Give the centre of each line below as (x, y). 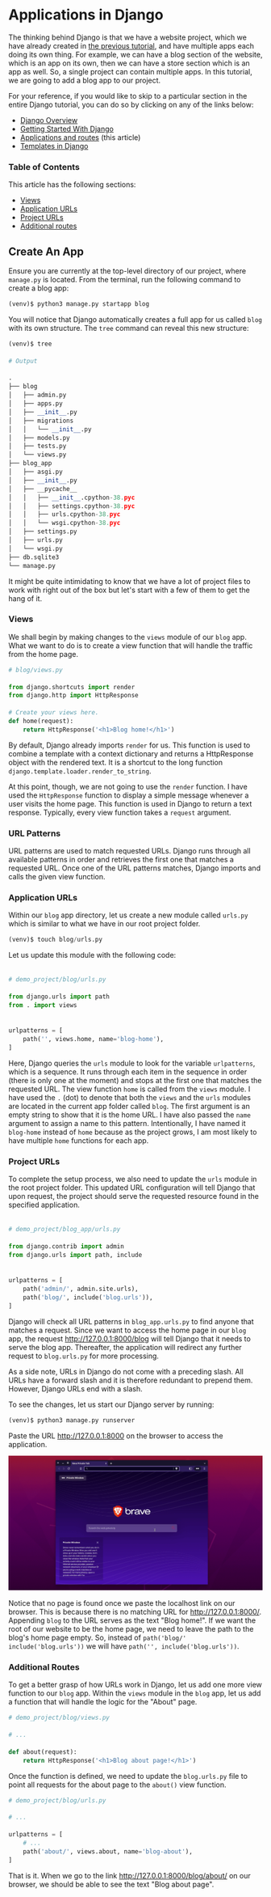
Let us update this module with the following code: (92, 955)
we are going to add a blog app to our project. (85, 80)
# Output (23, 361)
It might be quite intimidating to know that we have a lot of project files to (129, 581)
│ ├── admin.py (38, 395)
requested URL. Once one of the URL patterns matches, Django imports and (134, 868)
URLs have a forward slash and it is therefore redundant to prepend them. (131, 1380)
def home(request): (41, 722)
